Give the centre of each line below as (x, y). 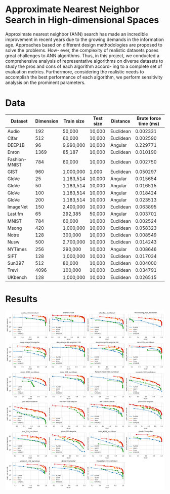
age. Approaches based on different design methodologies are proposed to (84, 45)
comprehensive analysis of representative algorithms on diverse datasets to (84, 61)
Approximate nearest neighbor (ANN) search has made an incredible (77, 34)
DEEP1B (16, 145)
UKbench (17, 277)
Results (22, 299)
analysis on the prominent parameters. (46, 83)
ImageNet (17, 207)
